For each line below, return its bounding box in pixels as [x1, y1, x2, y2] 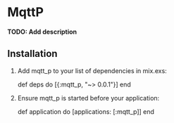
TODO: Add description [7, 27, 77, 36]
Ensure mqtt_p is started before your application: [17, 93, 160, 102]
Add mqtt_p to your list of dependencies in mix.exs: [17, 66, 167, 75]
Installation [7, 48, 58, 60]
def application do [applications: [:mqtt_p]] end [17, 107, 155, 116]
